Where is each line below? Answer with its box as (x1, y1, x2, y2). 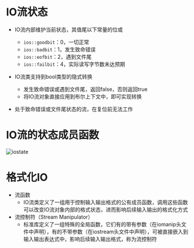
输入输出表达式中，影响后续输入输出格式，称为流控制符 (23, 235, 157, 242)
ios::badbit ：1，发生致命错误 (23, 45, 96, 53)
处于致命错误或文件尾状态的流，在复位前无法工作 (14, 105, 133, 113)
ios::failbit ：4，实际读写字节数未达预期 (23, 60, 125, 68)
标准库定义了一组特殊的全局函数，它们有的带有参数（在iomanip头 (23, 220, 182, 227)
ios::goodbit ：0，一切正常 (23, 38, 90, 45)
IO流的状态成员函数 (6, 128, 100, 142)
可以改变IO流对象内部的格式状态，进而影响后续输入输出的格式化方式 (23, 206, 189, 213)
